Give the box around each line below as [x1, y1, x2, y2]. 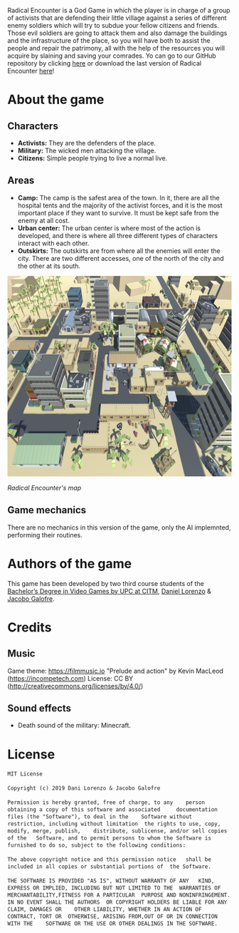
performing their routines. [7, 530, 83, 539]
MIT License [7, 770, 43, 778]
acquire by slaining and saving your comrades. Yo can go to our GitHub [7, 51, 217, 60]
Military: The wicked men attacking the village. [17, 146, 156, 155]
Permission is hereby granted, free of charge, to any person [7, 799, 205, 806]
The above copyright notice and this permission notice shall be [7, 856, 212, 863]
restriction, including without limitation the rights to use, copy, [7, 820, 221, 828]
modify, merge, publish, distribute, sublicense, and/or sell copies [7, 828, 228, 835]
